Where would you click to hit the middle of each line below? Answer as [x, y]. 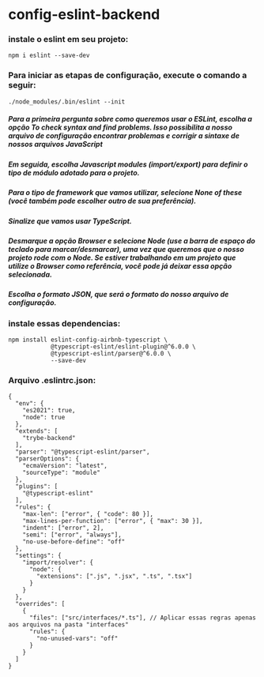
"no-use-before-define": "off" [74, 542]
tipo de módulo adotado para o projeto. [74, 172]
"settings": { [38, 556]
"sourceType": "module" [62, 473]
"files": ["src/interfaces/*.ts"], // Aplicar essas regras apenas [143, 618]
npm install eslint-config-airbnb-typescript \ [88, 340]
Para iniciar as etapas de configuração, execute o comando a [128, 75]
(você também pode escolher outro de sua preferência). [102, 201]
